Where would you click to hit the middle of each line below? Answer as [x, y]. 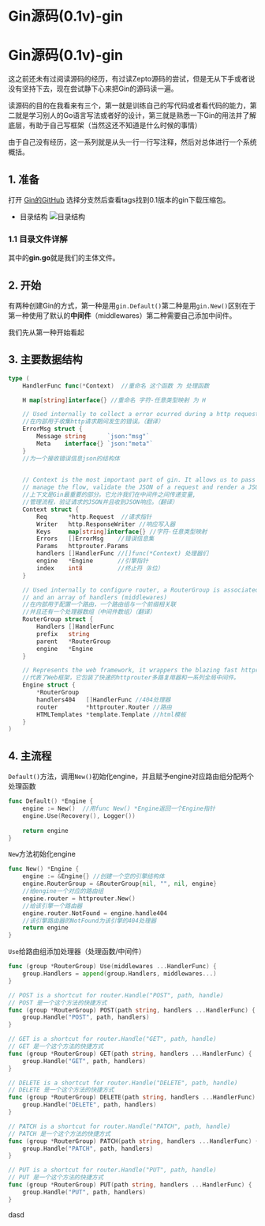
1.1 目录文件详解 [38, 239]
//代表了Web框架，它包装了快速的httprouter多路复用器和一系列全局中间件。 [131, 678]
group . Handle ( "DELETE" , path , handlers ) [90, 1105]
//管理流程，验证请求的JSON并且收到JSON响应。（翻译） [100, 502]
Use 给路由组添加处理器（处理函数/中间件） [77, 952]
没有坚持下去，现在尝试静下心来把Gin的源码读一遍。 [93, 89]
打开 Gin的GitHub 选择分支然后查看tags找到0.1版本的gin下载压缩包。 [119, 199]
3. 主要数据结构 [45, 359]
